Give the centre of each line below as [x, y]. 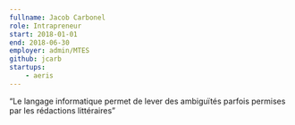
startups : [28, 68]
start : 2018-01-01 [43, 34]
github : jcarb [36, 59]
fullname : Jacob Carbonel [57, 17]
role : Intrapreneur [46, 26]
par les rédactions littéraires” [63, 110]
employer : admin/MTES [50, 51]
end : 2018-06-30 [39, 42]
